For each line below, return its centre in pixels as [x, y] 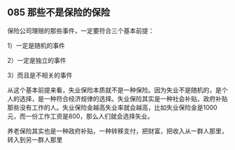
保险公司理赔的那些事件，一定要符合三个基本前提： [81, 31]
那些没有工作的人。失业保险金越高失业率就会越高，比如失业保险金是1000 [113, 107]
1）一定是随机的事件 [36, 45]
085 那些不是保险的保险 [59, 13]
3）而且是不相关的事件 [40, 75]
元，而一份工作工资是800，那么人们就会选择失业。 [80, 116]
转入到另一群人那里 [35, 140]
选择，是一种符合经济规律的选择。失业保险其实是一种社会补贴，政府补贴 [123, 98]
